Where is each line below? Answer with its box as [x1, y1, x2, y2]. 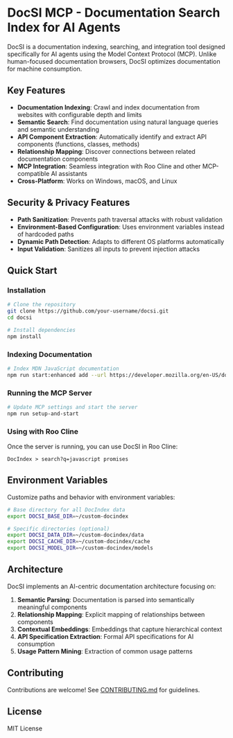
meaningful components [17, 603, 87, 611]
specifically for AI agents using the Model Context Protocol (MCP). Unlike [7, 50, 217, 58]
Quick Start [7, 265, 58, 276]
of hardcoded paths [17, 230, 74, 238]
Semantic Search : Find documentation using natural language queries [17, 118, 218, 126]
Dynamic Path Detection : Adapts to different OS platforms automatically [17, 237, 225, 245]
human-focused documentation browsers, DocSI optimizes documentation [7, 57, 221, 65]
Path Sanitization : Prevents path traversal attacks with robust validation [17, 215, 223, 223]
